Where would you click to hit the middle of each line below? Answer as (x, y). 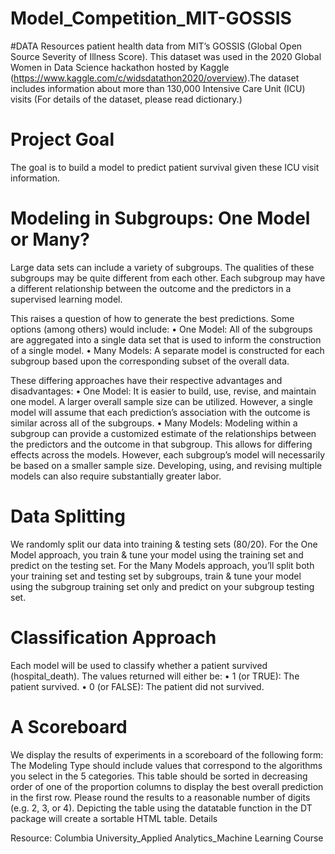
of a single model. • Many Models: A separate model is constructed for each (167, 350)
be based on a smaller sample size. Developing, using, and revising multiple (166, 465)
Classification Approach (113, 637)
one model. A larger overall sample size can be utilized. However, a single (161, 401)
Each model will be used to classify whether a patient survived (139, 665)
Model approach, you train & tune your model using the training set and (157, 554)
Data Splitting (68, 516)
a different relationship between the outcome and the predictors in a (151, 288)
